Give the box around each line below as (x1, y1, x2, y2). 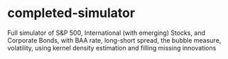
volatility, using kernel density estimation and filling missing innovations (7, 43, 217, 52)
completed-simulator (7, 5, 136, 21)
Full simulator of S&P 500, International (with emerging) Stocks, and (7, 28, 206, 37)
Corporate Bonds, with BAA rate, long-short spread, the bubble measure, (7, 36, 222, 44)
